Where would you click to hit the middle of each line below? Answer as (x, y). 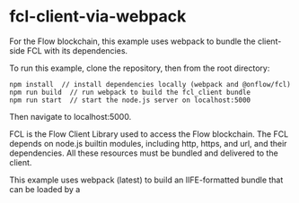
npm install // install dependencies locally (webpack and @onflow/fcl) (150, 84)
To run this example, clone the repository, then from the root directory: (140, 68)
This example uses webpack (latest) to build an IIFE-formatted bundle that (146, 180)
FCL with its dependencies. (77, 50)
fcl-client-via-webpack (98, 17)
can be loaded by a (45, 189)
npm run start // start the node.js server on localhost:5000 (130, 100)
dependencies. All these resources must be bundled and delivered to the (144, 153)
